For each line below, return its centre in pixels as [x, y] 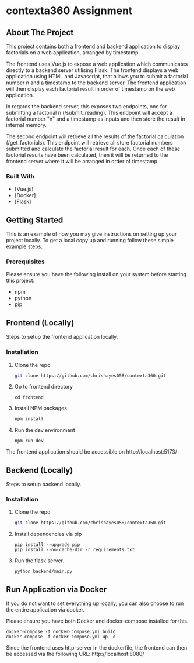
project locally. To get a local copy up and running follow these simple [90, 241]
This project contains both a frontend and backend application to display [93, 46]
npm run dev [29, 441]
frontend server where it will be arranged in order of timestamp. [82, 161]
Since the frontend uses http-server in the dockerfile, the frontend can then [97, 648]
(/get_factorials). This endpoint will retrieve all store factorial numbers [89, 142]
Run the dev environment [45, 430]
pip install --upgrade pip [47, 545]
